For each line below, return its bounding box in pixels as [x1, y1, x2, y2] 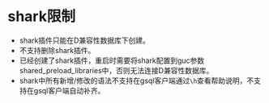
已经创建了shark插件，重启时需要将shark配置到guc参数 [19, 56, 205, 65]
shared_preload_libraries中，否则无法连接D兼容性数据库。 [19, 65, 214, 75]
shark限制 [7, 7, 76, 26]
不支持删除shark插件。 [19, 45, 96, 55]
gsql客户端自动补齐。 [33, 85, 105, 95]
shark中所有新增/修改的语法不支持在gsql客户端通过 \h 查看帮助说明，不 [19, 76, 254, 85]
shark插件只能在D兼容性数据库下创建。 [19, 35, 151, 45]
